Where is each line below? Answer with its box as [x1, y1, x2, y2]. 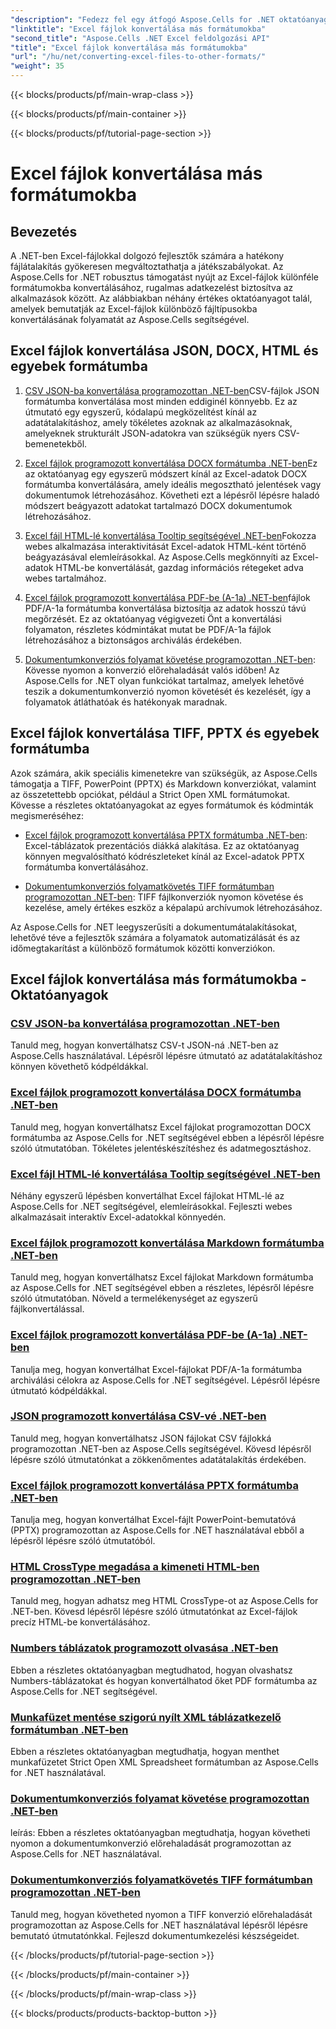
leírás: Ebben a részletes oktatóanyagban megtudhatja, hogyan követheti [10, 1827, 311, 1839]
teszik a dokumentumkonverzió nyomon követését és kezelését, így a [24, 685, 312, 697]
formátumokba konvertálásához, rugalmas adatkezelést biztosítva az [10, 282, 294, 293]
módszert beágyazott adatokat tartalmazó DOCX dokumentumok [24, 499, 293, 511]
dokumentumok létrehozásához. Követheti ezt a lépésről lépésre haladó [24, 489, 320, 501]
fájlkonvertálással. [10, 1303, 85, 1315]
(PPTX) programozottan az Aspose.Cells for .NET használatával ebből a [10, 1524, 305, 1536]
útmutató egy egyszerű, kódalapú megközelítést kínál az [24, 406, 258, 418]
